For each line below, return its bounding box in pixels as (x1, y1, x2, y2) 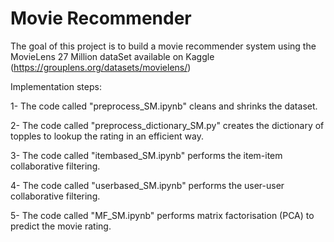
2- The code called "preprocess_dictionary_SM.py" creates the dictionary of (10, 119, 325, 131)
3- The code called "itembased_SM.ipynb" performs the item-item (10, 149, 283, 161)
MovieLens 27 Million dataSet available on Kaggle (10, 50, 215, 62)
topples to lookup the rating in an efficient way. (10, 130, 204, 142)
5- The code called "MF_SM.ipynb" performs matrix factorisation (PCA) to (10, 209, 315, 221)
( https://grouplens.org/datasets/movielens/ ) (10, 61, 192, 73)
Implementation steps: (10, 80, 102, 92)
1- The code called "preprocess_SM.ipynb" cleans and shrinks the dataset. (10, 100, 318, 112)
